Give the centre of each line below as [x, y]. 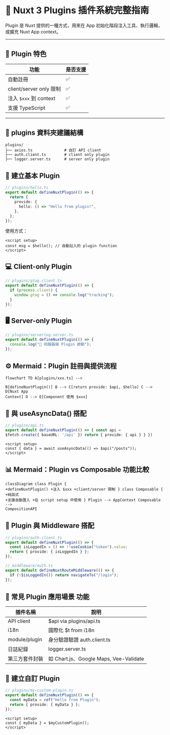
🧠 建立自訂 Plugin [33, 679]
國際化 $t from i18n [71, 630]
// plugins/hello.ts [27, 188]
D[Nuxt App [17, 391]
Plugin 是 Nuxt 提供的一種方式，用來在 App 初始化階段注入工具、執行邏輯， [84, 25]
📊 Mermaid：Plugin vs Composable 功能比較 [77, 470]
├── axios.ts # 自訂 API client [53, 150]
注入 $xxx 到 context [32, 98]
